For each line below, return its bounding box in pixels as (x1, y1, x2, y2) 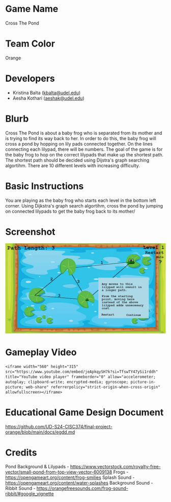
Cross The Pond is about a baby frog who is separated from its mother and (5, 130, 162, 136)
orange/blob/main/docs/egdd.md (5, 429, 75, 435)
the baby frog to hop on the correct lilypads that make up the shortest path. (5, 151, 164, 157)
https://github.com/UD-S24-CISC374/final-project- (5, 423, 113, 429)
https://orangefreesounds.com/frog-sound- (36, 485, 128, 491)
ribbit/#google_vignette (5, 491, 54, 497)
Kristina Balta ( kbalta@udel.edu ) (12, 89, 81, 96)
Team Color (5, 38, 55, 50)
